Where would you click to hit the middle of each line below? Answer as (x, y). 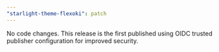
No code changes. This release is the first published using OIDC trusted (109, 33)
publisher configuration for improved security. (73, 41)
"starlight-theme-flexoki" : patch (57, 14)
